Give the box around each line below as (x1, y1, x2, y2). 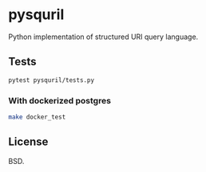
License (8, 135, 49, 149)
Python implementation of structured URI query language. (8, 32, 199, 41)
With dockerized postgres (8, 95, 112, 106)
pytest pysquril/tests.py (8, 76, 94, 84)
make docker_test (8, 113, 66, 121)
